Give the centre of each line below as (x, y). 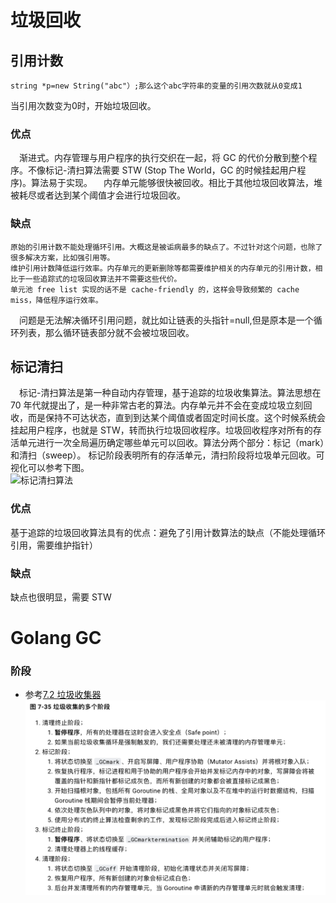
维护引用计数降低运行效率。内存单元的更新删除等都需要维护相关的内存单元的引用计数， (163, 268)
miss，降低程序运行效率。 (56, 300)
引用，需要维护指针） (54, 545)
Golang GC (56, 638)
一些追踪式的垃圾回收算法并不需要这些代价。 (103, 279)
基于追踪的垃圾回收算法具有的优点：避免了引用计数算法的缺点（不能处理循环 (168, 532)
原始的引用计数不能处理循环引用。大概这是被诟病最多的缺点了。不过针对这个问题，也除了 (166, 247)
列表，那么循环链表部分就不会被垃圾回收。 (106, 332)
